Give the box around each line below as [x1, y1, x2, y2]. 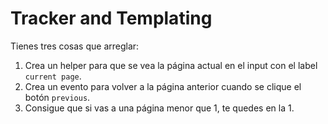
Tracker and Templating [10, 7, 213, 30]
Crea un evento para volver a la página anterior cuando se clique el [24, 80, 302, 92]
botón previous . [24, 91, 91, 103]
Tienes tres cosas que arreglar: [10, 40, 140, 52]
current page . [24, 70, 82, 82]
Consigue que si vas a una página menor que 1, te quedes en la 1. [24, 102, 295, 114]
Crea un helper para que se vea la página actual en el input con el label [24, 59, 318, 71]
